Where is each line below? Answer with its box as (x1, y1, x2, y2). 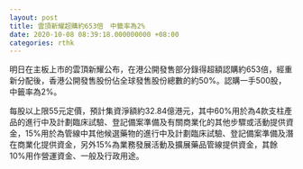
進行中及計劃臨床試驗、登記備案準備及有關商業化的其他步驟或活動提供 (24, 117, 286, 128)
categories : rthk (9, 38, 75, 48)
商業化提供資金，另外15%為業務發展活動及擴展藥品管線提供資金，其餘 (16, 139, 278, 150)
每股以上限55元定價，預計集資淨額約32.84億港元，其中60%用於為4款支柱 (9, 105, 285, 117)
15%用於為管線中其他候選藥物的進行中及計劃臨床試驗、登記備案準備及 (24, 128, 286, 139)
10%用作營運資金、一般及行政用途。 (9, 150, 144, 162)
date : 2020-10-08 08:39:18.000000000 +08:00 (9, 30, 179, 39)
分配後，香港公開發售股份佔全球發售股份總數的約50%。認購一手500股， (16, 76, 287, 86)
